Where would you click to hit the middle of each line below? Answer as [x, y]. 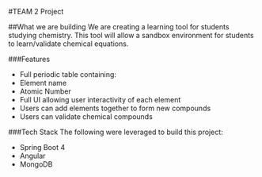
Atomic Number [45, 91]
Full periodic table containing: [68, 74]
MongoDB [36, 164]
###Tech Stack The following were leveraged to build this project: [116, 132]
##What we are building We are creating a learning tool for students [119, 27]
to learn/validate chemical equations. [68, 44]
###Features [29, 59]
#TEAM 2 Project [36, 12]
